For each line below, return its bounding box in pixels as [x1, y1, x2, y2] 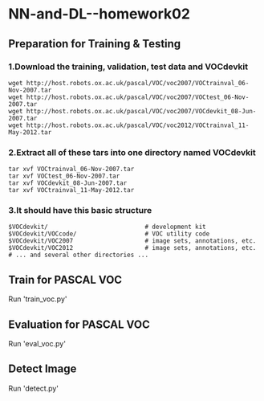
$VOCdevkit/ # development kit [8, 223, 206, 231]
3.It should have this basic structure [8, 205, 152, 216]
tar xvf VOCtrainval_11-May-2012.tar [8, 186, 135, 194]
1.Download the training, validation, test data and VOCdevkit [8, 61, 249, 72]
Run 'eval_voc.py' [8, 339, 67, 349]
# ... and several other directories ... [8, 251, 149, 260]
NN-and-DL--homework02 [8, 5, 191, 23]
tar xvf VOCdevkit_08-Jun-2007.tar [8, 179, 128, 187]
